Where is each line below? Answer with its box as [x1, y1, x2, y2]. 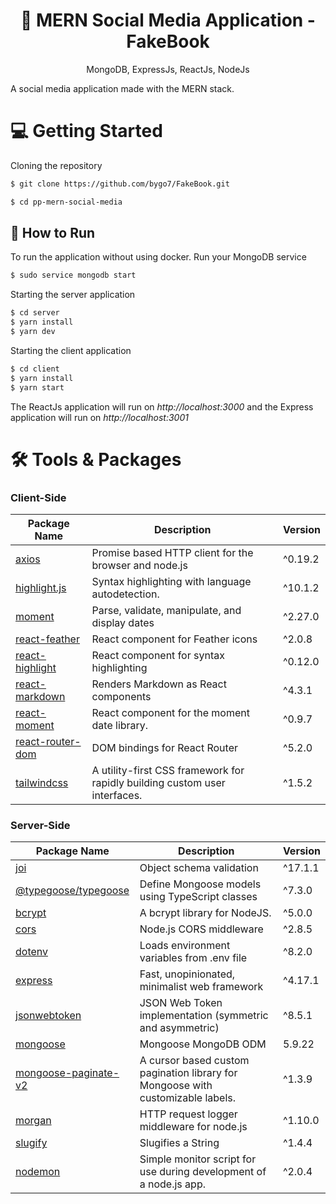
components [91, 690, 152, 704]
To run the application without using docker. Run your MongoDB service [10, 251, 307, 263]
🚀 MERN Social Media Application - [20, 9, 316, 32]
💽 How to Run [10, 225, 96, 242]
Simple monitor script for [139, 1152, 257, 1166]
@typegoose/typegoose [15, 884, 130, 898]
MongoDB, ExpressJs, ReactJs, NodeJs [86, 63, 250, 75]
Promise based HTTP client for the [91, 546, 254, 560]
